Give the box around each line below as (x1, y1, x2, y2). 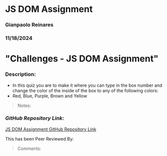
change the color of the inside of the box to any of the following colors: (12, 87, 159, 93)
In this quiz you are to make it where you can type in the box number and (12, 82, 163, 88)
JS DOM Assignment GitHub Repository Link (5, 126, 96, 132)
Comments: (17, 146, 41, 152)
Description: (5, 71, 36, 78)
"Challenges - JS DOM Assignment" (5, 53, 159, 64)
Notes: (17, 102, 31, 108)
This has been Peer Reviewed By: (5, 136, 74, 142)
